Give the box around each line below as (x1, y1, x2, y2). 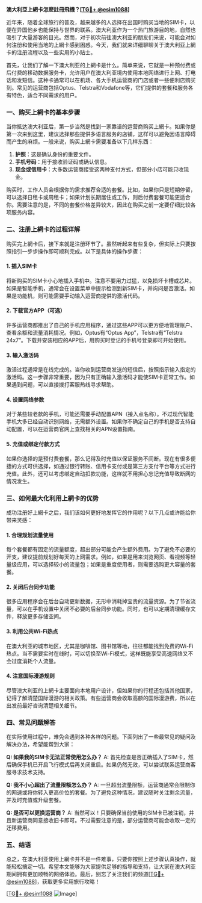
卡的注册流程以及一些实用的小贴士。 (6, 49, 96, 56)
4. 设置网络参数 (6, 396, 44, 403)
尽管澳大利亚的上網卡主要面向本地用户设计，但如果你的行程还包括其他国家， (6, 686, 196, 694)
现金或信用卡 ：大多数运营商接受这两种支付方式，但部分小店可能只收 (14, 166, 184, 173)
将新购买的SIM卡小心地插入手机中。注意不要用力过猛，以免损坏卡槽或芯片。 (6, 277, 195, 284)
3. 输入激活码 (6, 352, 39, 359)
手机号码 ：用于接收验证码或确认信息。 (14, 158, 110, 166)
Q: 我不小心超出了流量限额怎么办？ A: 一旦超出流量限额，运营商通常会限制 (6, 781, 191, 789)
